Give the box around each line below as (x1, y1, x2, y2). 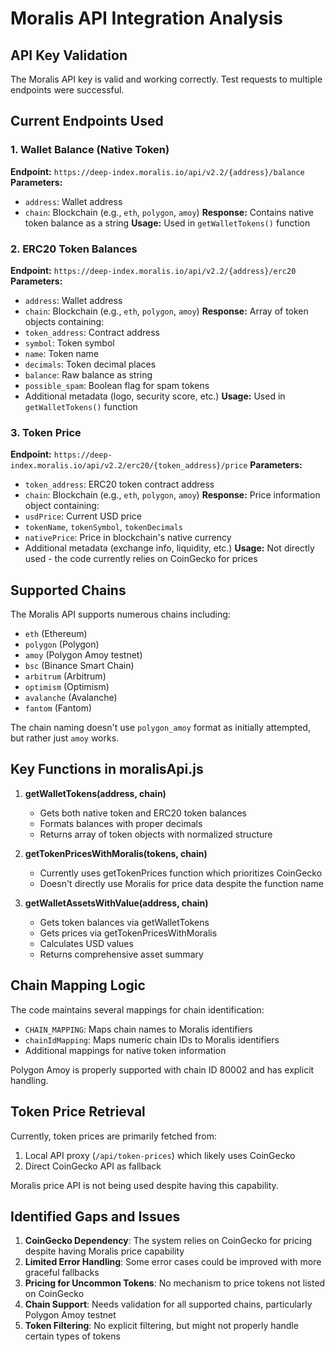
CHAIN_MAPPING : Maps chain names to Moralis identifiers (24, 1023, 253, 1035)
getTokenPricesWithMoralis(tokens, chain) (24, 847, 208, 859)
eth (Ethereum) (24, 628, 88, 640)
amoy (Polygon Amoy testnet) (24, 649, 143, 661)
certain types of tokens (24, 1330, 121, 1342)
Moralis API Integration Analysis (10, 7, 283, 30)
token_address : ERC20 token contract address (24, 478, 215, 491)
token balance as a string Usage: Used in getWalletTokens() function (24, 217, 311, 229)
